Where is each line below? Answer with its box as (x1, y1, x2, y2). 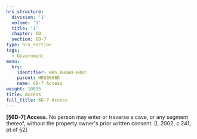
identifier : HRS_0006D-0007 (17, 69, 87, 75)
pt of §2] (6, 126, 28, 133)
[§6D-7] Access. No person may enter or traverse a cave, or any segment (6, 113, 189, 121)
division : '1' (11, 14, 47, 20)
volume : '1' (11, 20, 42, 26)
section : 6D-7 (11, 36, 47, 42)
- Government (11, 53, 44, 59)
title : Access (6, 91, 42, 97)
